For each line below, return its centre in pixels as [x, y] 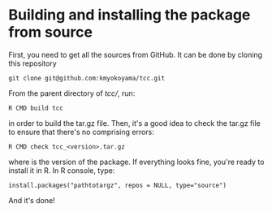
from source [51, 32]
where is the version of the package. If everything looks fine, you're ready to [136, 162]
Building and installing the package [130, 15]
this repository [32, 63]
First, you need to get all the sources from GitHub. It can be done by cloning [135, 54]
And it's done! [32, 200]
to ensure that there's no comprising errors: [81, 132]
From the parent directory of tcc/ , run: [72, 93]
